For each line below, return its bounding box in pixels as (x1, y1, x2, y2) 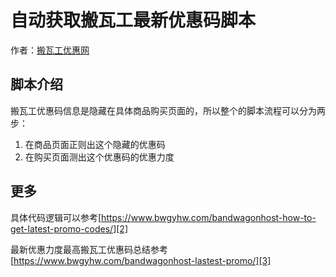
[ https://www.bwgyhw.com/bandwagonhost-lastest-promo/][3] (10, 254, 272, 266)
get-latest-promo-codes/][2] (10, 222, 129, 235)
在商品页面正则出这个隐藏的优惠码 (24, 138, 166, 150)
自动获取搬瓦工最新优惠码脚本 (10, 9, 257, 32)
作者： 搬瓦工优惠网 (10, 44, 90, 56)
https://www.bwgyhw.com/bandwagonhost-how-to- (101, 211, 317, 223)
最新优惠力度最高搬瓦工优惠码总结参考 (10, 243, 168, 255)
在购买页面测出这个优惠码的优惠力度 (24, 151, 175, 163)
